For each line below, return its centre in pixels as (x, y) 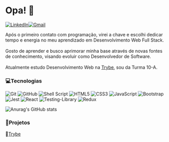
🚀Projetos (18, 123)
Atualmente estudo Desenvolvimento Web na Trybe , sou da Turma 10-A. (81, 67)
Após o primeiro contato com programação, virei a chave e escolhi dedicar (84, 34)
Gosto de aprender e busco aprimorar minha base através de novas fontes (84, 51)
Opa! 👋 (20, 11)
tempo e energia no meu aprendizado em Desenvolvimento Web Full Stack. (85, 40)
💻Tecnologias (24, 80)
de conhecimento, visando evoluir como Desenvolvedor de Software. (78, 56)
